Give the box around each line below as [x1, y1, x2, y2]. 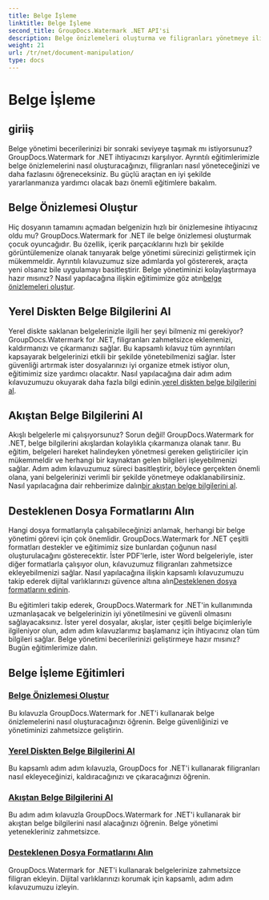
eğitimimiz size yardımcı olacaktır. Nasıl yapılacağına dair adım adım [8, 369, 232, 378]
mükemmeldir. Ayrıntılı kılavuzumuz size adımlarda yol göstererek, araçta [8, 256, 248, 266]
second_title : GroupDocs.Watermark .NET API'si [8, 26, 171, 34]
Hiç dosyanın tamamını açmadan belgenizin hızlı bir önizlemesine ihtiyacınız [8, 222, 259, 232]
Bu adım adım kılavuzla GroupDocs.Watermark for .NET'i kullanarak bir [8, 810, 242, 820]
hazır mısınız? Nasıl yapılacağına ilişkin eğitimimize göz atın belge [8, 273, 223, 282]
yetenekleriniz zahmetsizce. [8, 827, 101, 837]
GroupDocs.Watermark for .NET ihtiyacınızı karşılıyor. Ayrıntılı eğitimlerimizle [8, 152, 260, 162]
